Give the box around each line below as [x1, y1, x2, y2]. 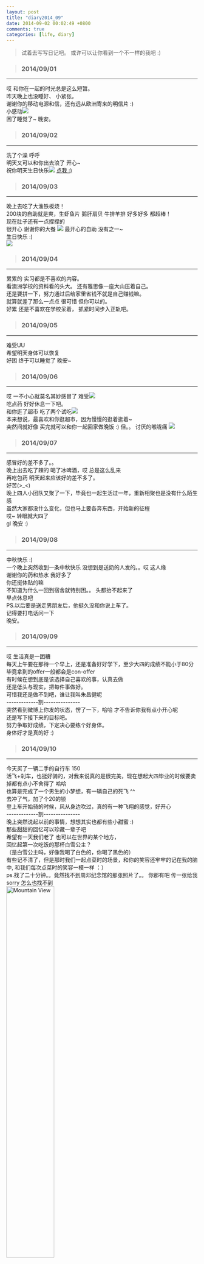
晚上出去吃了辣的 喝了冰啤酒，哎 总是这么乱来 [6, 467, 121, 474]
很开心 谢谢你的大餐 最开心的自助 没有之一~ [6, 225, 123, 233]
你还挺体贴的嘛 [6, 578, 44, 586]
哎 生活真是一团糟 [6, 653, 50, 660]
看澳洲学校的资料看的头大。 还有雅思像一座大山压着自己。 [6, 283, 152, 290]
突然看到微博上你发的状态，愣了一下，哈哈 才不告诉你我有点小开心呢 [6, 706, 178, 713]
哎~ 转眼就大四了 [6, 513, 49, 520]
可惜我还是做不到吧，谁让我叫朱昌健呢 [6, 691, 102, 698]
